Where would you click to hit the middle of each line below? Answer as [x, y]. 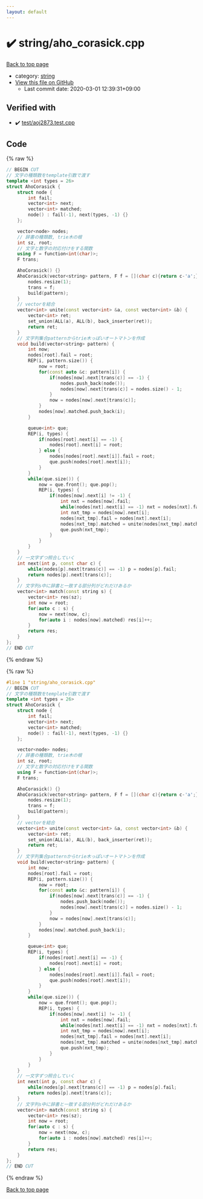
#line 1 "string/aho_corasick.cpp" [51, 682]
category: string [35, 76]
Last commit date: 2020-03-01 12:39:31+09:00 [82, 89]
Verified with [31, 108]
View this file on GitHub [44, 82]
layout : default [27, 12]
